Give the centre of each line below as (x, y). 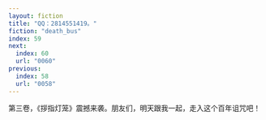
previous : (25, 69)
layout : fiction (36, 16)
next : (17, 46)
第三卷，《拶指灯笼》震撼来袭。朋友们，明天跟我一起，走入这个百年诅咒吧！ (135, 108)
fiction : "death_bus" (45, 31)
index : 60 (32, 54)
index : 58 (32, 76)
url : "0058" (36, 84)
